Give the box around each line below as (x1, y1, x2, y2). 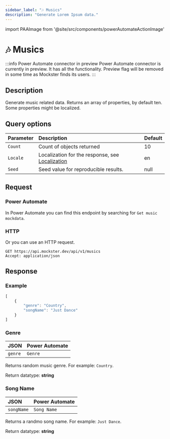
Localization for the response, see (38, 151, 119, 158)
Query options (5, 119, 52, 128)
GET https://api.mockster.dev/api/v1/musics (5, 249, 101, 254)
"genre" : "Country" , (23, 303, 67, 309)
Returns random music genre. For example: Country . (5, 363, 114, 369)
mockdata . (5, 215, 25, 221)
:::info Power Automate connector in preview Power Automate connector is (5, 61, 161, 67)
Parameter (8, 135, 34, 142)
